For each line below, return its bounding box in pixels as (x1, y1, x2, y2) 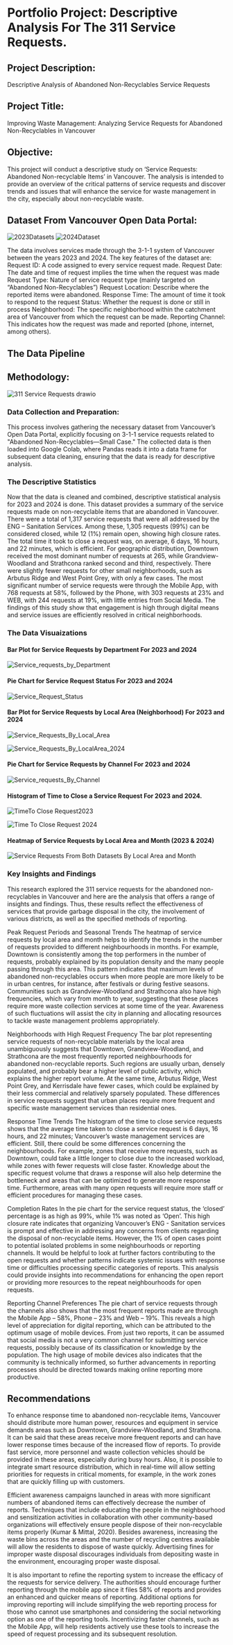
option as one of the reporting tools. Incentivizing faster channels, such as (7, 1615, 220, 1623)
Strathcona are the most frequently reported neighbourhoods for (7, 1052, 192, 1060)
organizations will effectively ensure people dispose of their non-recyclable (7, 1521, 223, 1529)
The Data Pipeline (7, 347, 85, 359)
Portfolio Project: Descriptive (7, 5, 178, 21)
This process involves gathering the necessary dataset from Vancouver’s (7, 422, 216, 431)
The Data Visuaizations (7, 628, 88, 638)
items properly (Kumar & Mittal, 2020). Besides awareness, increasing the (7, 1528, 218, 1536)
